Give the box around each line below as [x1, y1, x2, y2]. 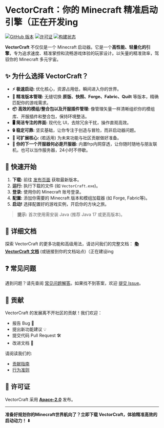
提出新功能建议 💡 [12, 326, 47, 332]
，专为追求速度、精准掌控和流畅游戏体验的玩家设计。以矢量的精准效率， [9, 50, 155, 56]
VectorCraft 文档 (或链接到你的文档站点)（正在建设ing [5, 249, 114, 255]
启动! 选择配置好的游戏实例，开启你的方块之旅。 [12, 201, 109, 207]
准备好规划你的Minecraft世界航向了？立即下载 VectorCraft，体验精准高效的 [5, 411, 158, 417]
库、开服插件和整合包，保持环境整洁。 [12, 113, 89, 119]
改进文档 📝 [12, 340, 34, 346]
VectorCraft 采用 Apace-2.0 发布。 [5, 396, 76, 402]
